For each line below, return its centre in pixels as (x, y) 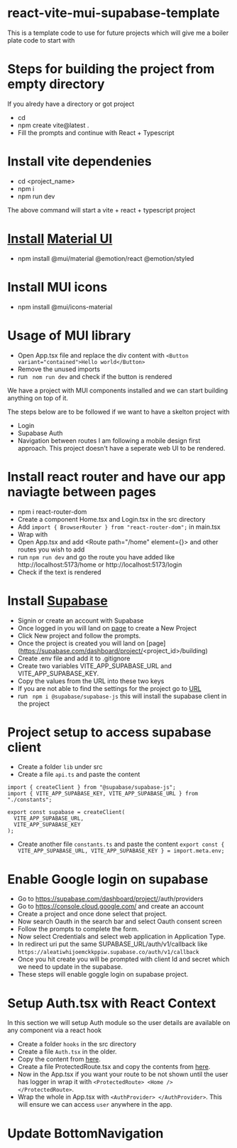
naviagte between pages (82, 492)
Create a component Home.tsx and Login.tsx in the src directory (111, 519)
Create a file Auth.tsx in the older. (67, 1052)
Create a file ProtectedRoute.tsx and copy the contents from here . (114, 1067)
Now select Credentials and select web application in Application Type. (121, 937)
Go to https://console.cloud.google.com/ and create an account (111, 906)
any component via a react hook (54, 1030)
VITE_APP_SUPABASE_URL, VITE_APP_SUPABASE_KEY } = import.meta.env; (121, 851)
